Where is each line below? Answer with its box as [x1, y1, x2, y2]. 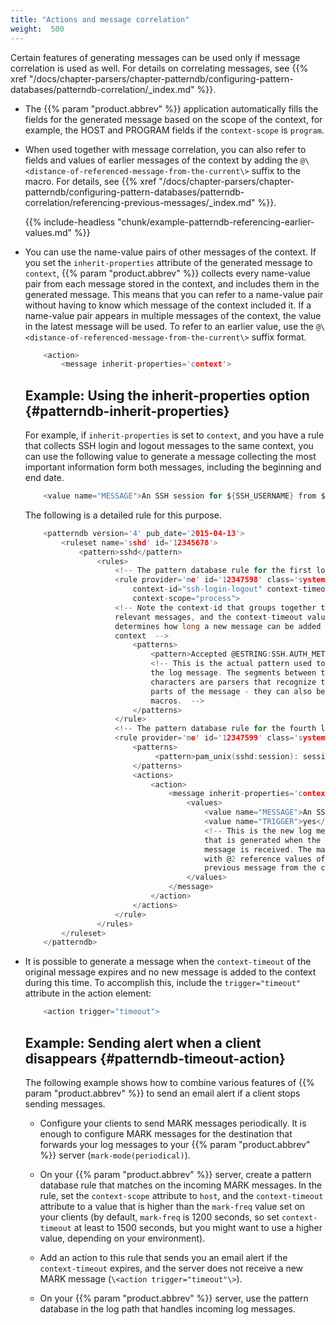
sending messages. [24, 1098, 106, 1110]
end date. [24, 472, 65, 484]
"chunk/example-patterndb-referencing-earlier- [117, 216, 315, 228]
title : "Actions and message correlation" [10, 14, 190, 25]
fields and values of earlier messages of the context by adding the [24, 154, 298, 166]
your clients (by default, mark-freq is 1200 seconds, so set [39, 1211, 280, 1223]
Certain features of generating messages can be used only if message [10, 51, 301, 63]
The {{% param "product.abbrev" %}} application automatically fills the [24, 102, 319, 115]
